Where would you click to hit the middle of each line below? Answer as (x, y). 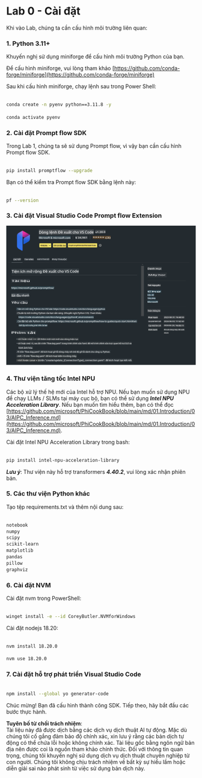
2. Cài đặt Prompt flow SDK (47, 133)
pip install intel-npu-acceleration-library (63, 460)
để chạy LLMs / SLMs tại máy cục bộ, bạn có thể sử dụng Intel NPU (90, 398)
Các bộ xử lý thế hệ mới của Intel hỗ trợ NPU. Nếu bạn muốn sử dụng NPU (98, 392)
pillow (14, 563)
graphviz (17, 569)
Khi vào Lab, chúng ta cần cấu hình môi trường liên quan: (77, 28)
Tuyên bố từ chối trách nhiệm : (44, 724)
